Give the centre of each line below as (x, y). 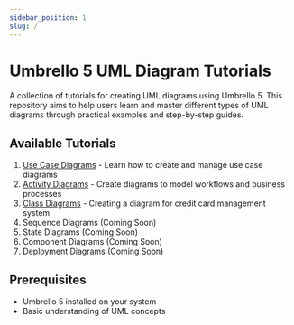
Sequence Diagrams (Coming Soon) (89, 223)
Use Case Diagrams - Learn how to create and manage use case (142, 165)
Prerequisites (48, 279)
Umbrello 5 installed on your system (89, 302)
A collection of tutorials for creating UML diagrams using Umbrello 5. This (146, 96)
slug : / (24, 26)
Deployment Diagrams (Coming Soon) (93, 251)
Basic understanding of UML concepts (94, 311)
